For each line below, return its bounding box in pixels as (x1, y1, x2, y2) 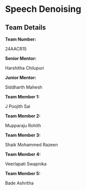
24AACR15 (5, 46, 27, 51)
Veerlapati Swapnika (5, 161, 47, 167)
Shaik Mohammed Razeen (5, 142, 58, 147)
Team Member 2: (5, 113, 41, 119)
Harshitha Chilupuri (5, 65, 44, 71)
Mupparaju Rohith (5, 123, 41, 128)
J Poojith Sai (5, 103, 30, 109)
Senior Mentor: (5, 55, 37, 61)
